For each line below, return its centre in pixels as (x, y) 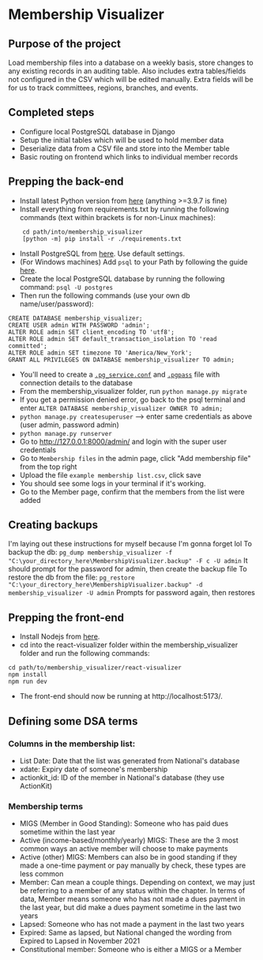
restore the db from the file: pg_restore (72, 577)
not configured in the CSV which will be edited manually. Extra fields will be (131, 79)
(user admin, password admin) (70, 425)
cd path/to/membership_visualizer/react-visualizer (95, 668)
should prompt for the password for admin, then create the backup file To (128, 569)
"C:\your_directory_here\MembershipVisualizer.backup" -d (105, 585)
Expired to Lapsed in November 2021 (80, 941)
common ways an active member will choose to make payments (124, 849)
